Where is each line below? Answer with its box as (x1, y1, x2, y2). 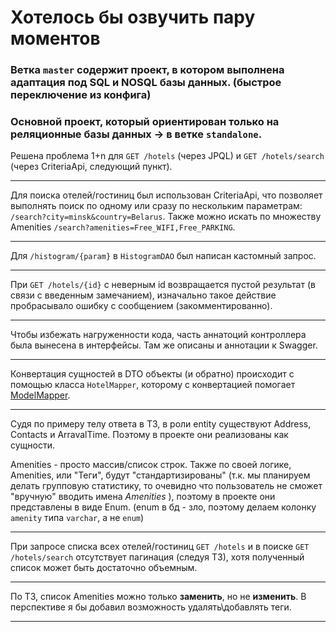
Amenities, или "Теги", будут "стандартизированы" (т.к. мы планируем (10, 469, 311, 481)
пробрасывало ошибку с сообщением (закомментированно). (10, 300, 273, 312)
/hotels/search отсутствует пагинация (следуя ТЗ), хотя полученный (10, 551, 305, 563)
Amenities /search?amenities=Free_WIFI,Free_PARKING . (10, 221, 236, 233)
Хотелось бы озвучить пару (10, 6, 256, 29)
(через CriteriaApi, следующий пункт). (10, 161, 173, 173)
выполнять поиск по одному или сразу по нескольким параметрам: (10, 200, 303, 212)
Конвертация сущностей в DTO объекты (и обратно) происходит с (10, 368, 295, 380)
